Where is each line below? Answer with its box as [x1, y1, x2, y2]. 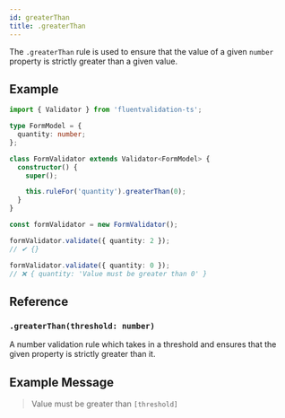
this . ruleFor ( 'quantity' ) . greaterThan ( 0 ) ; [25, 187, 186, 196]
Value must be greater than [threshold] [30, 398, 178, 409]
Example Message [9, 374, 115, 390]
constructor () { [17, 162, 78, 171]
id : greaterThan [9, 13, 70, 22]
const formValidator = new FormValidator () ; [9, 221, 178, 230]
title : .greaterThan [9, 22, 87, 30]
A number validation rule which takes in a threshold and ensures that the [9, 339, 277, 350]
